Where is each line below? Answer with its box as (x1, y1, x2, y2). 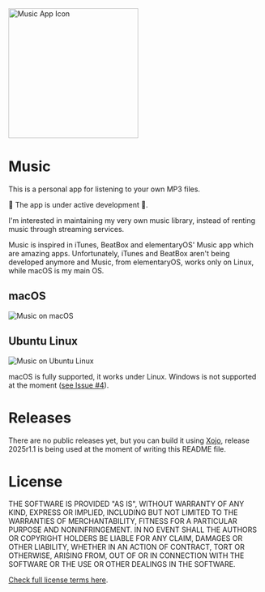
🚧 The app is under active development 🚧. (8, 199, 148, 209)
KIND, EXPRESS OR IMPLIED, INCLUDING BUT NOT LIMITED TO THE (8, 508, 238, 517)
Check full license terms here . (8, 575, 109, 585)
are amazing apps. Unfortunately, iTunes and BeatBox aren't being (8, 248, 230, 258)
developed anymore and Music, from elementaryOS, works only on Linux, (8, 257, 254, 267)
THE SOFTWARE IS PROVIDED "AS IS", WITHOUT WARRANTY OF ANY (8, 499, 245, 509)
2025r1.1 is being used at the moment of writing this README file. (8, 444, 227, 453)
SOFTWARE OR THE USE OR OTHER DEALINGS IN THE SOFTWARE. (8, 560, 236, 569)
